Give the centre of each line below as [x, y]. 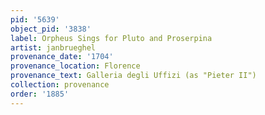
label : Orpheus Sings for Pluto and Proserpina [111, 38]
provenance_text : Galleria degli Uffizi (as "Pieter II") [133, 76]
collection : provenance [60, 85]
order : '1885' [40, 94]
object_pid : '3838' [51, 29]
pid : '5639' [35, 19]
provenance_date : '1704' [62, 57]
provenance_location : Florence [75, 66]
